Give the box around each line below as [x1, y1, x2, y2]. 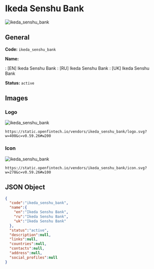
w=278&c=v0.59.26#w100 [5, 170, 51, 175]
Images [5, 94, 28, 103]
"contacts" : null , [9, 246, 45, 251]
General [5, 33, 30, 42]
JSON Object [5, 183, 45, 191]
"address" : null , [9, 250, 42, 256]
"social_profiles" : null [9, 255, 58, 260]
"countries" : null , [9, 242, 47, 247]
